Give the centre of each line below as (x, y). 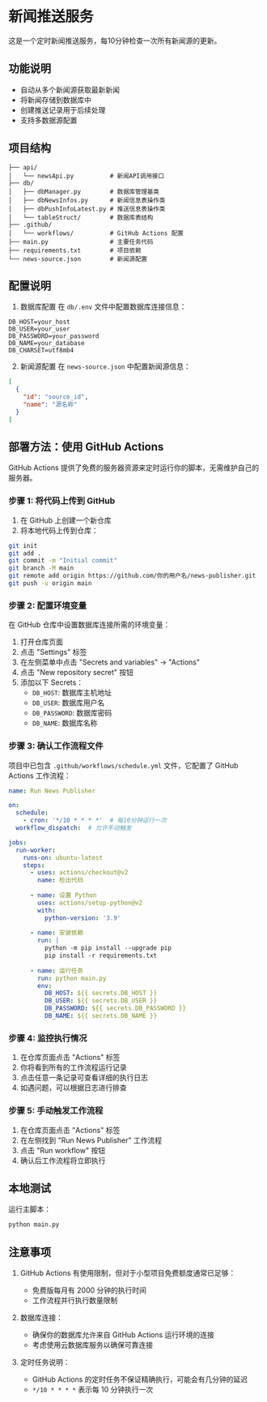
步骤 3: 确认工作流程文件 (56, 746)
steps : (34, 865)
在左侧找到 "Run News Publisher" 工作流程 (91, 1140)
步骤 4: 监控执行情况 (48, 1038)
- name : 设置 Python (63, 895)
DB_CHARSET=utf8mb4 (41, 350)
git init (23, 545)
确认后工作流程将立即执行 (63, 1160)
